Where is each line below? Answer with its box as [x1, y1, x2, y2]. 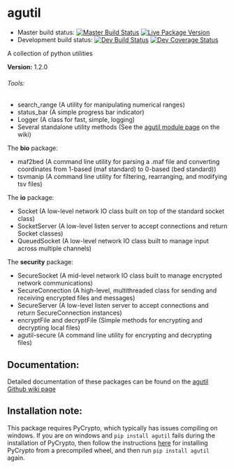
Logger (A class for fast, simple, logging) [17, 116, 135, 124]
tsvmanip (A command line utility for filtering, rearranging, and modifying [17, 172, 228, 181]
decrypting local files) [17, 324, 80, 332]
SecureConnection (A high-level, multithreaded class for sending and [17, 286, 217, 295]
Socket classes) [17, 229, 64, 238]
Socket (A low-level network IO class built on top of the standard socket [17, 207, 225, 215]
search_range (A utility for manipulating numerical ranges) [17, 100, 185, 109]
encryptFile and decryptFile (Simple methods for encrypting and [17, 316, 203, 325]
